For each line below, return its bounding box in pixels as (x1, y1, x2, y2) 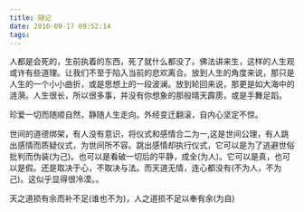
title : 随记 (9, 13, 52, 23)
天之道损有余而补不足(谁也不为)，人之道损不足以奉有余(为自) (9, 193, 235, 204)
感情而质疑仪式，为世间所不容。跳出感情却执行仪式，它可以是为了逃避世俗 (16, 140, 295, 150)
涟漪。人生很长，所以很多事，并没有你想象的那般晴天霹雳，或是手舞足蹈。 (9, 90, 287, 101)
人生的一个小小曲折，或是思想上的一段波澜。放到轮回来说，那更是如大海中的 (9, 79, 295, 90)
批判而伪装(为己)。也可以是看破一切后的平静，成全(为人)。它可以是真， (9, 151, 275, 162)
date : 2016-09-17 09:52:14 (9, 22, 111, 31)
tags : (9, 30, 30, 39)
